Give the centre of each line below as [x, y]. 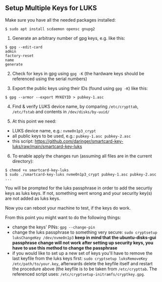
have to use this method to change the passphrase [65, 248]
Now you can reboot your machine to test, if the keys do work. [68, 208]
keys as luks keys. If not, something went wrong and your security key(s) [79, 193]
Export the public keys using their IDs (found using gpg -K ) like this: [80, 88]
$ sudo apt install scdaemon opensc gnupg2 [50, 29]
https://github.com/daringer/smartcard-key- [79, 141]
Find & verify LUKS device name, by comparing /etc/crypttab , [75, 106]
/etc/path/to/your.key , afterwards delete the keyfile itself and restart [82, 263]
